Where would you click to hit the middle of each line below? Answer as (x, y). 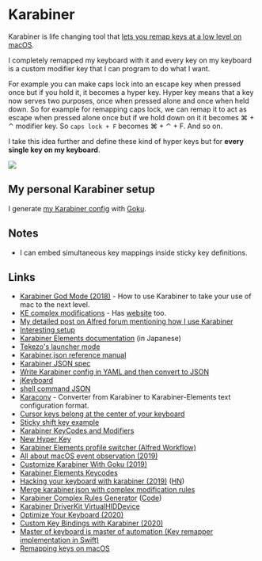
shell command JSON (55, 389)
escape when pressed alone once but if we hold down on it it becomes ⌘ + (131, 117)
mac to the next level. (55, 305)
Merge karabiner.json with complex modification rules (107, 490)
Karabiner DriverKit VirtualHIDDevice (80, 506)
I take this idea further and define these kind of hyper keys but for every (126, 141)
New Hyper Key (45, 439)
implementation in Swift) (59, 540)
